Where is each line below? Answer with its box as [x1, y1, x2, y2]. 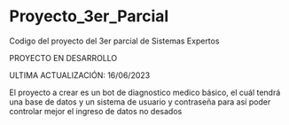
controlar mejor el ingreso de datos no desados [9, 105, 183, 116]
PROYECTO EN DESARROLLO [9, 52, 118, 63]
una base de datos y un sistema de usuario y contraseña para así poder [9, 96, 271, 107]
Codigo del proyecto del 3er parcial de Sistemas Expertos [9, 35, 220, 46]
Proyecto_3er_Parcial [9, 6, 169, 27]
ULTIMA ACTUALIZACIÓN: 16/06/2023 [9, 69, 151, 81]
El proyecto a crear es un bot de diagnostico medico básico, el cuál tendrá [9, 87, 281, 98]
